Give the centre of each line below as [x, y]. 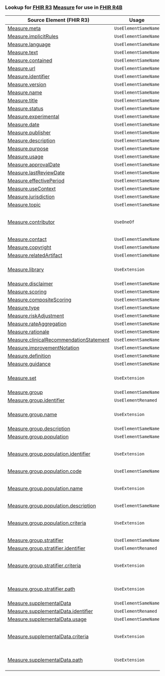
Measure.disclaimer [30, 284]
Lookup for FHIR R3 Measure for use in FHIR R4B [64, 7]
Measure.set [22, 378]
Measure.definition [29, 356]
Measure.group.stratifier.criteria [44, 565]
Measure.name [25, 93]
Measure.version [27, 84]
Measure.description [31, 141]
